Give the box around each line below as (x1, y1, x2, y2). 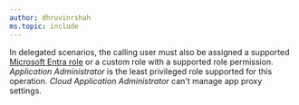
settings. (9, 85, 43, 96)
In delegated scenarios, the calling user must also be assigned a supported (9, 46, 290, 57)
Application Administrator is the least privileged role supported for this (9, 65, 273, 77)
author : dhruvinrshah (9, 13, 92, 23)
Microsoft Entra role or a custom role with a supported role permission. (9, 56, 274, 67)
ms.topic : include (9, 22, 79, 31)
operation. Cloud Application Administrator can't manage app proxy (9, 75, 263, 86)
